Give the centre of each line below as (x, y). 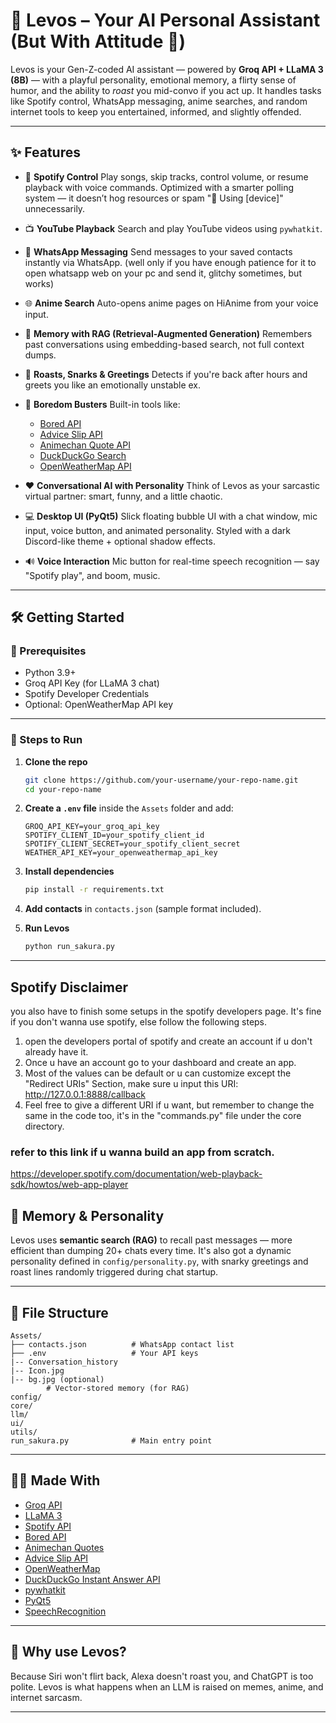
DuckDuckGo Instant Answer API (92, 1579)
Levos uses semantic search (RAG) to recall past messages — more (151, 1240)
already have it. (56, 1052)
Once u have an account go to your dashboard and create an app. (160, 1063)
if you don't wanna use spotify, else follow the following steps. (139, 1022)
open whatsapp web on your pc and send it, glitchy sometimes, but (163, 273)
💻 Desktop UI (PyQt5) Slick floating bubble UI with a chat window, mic (171, 516)
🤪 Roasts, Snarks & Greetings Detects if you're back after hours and (166, 374)
